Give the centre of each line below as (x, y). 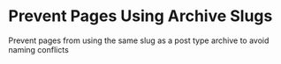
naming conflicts (39, 49)
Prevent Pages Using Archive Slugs (140, 16)
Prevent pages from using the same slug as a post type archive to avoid (139, 40)
